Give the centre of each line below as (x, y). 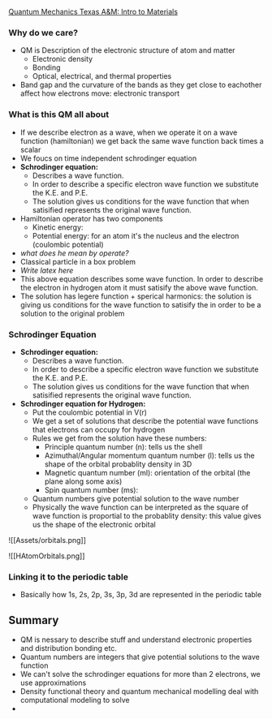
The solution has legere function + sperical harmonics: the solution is (136, 296)
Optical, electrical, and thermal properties (102, 76)
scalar (30, 149)
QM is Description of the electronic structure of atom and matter (127, 50)
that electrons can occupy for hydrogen (99, 429)
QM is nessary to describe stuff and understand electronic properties (136, 639)
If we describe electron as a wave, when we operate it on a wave (129, 132)
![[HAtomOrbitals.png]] (47, 556)
